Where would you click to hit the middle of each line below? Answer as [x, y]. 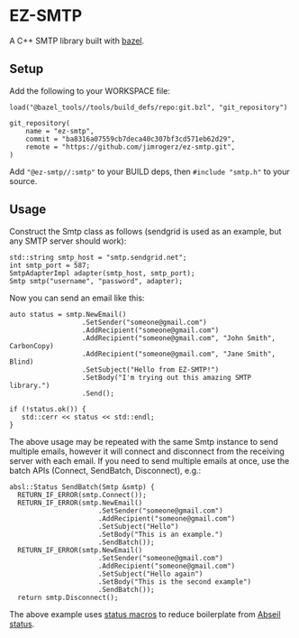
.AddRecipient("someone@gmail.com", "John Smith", [179, 338]
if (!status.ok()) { [48, 409]
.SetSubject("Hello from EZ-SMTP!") [150, 370]
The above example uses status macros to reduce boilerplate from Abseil [145, 614]
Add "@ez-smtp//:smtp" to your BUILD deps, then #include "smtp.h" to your [149, 171]
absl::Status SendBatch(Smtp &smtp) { [82, 487]
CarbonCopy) [32, 346]
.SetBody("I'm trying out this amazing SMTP [167, 377]
